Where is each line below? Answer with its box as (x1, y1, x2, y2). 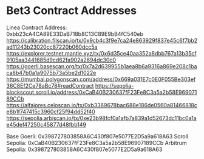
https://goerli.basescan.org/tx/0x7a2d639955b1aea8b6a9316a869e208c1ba (6, 62, 197, 70)
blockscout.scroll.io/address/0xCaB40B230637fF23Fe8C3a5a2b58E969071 (6, 88, 197, 96)
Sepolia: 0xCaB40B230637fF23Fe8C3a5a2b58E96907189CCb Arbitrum (6, 139, 187, 146)
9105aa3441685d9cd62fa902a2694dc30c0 (6, 56, 117, 63)
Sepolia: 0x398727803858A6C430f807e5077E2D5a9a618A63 (6, 146, 163, 153)
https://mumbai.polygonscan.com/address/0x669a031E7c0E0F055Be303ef (6, 76, 196, 83)
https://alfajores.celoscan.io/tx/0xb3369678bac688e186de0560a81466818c (6, 101, 197, 108)
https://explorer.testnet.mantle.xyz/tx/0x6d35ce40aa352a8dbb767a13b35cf (6, 49, 197, 57)
